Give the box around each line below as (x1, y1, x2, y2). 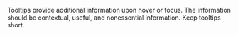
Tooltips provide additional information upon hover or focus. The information (7, 6, 231, 14)
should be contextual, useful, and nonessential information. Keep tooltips (7, 13, 222, 22)
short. (7, 21, 25, 29)
